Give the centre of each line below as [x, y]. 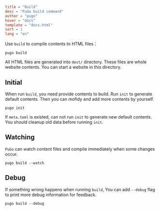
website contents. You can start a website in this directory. [63, 67]
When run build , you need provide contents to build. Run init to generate [79, 94]
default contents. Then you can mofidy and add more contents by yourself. [80, 99]
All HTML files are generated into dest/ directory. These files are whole [76, 62]
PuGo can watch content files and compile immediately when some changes [80, 149]
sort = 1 [14, 30]
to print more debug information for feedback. [51, 195]
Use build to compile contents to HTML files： [51, 44]
